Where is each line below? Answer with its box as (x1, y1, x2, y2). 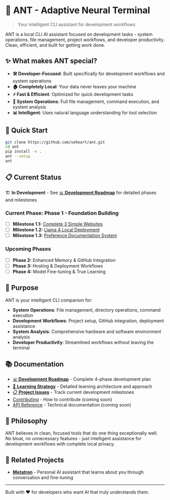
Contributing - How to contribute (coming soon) (12, 396, 112, 403)
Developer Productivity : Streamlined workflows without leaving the (12, 339, 154, 345)
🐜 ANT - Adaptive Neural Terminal (5, 5, 150, 16)
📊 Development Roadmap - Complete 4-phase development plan (12, 376, 151, 382)
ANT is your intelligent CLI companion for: (5, 297, 93, 303)
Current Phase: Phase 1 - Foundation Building (5, 209, 119, 216)
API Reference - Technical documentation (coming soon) (12, 402, 132, 408)
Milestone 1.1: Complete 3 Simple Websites (12, 221, 103, 227)
